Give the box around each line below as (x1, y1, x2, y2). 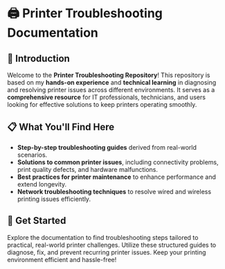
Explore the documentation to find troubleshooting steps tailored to (7, 233, 199, 241)
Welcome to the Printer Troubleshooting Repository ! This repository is (7, 71, 210, 79)
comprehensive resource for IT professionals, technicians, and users (7, 93, 206, 101)
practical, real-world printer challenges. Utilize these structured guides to (7, 241, 217, 249)
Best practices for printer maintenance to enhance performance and (17, 173, 216, 181)
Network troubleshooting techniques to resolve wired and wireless (17, 187, 212, 196)
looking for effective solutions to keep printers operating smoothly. (7, 101, 197, 108)
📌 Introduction (7, 53, 71, 64)
